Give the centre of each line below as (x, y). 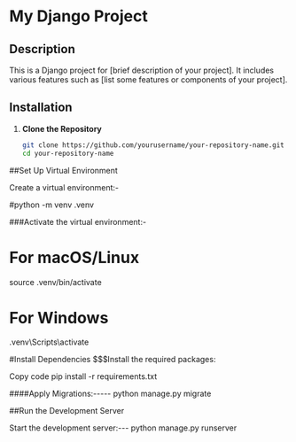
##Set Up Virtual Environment (63, 170)
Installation (41, 108)
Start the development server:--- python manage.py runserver (123, 428)
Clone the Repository (62, 128)
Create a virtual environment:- (64, 187)
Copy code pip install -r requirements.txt (83, 376)
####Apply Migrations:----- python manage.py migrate (110, 394)
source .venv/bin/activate (55, 282)
